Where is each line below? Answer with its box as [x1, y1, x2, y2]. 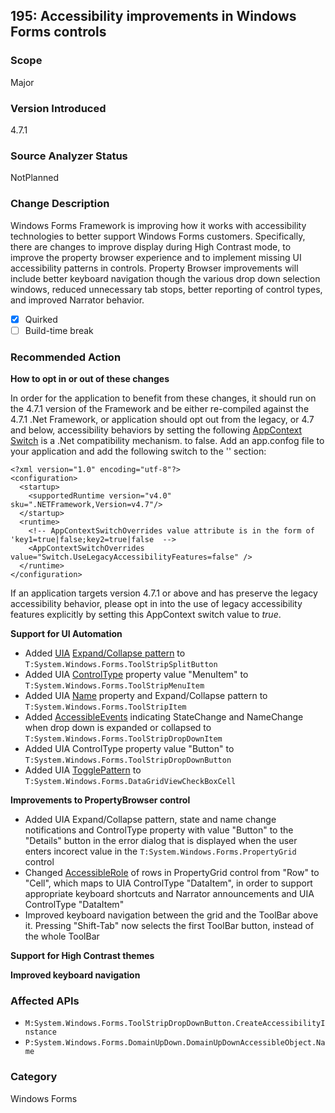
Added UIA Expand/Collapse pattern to [24, 647, 186, 659]
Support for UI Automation [10, 628, 123, 639]
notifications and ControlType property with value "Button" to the [24, 824, 294, 836]
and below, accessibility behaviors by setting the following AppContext [10, 424, 302, 436]
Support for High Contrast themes [10, 950, 155, 961]
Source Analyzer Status [10, 149, 128, 163]
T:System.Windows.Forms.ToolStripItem [24, 702, 187, 712]
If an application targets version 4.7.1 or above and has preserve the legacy [10, 587, 318, 599]
